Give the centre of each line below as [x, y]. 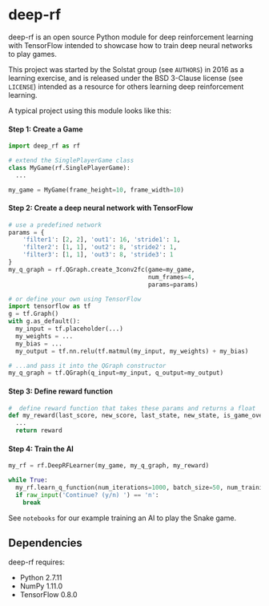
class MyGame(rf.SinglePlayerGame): [69, 168]
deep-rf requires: [37, 562]
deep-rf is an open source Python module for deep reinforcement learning [131, 37]
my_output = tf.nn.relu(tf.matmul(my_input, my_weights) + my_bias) [132, 351]
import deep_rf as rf [44, 146]
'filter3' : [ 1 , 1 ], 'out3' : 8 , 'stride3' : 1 [98, 255]
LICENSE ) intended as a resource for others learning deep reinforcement [126, 87]
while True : [28, 480]
